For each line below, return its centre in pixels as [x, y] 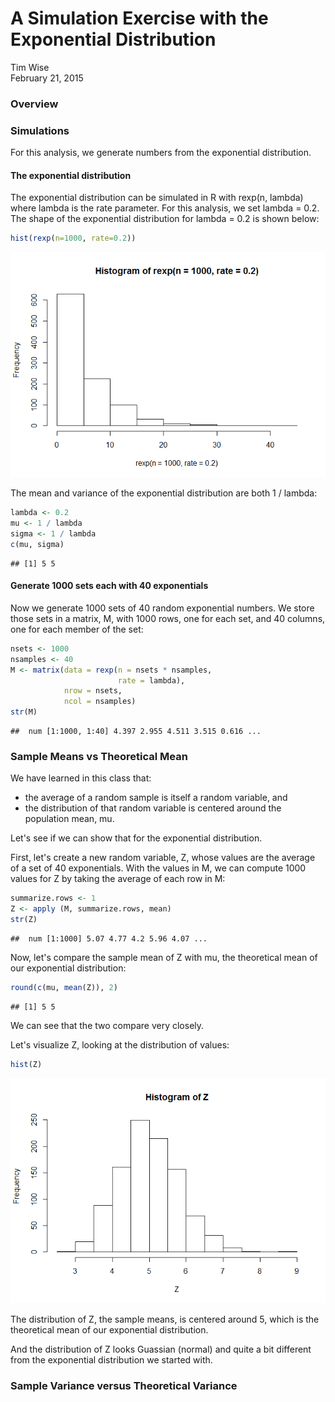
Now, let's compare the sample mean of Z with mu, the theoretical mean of [164, 957]
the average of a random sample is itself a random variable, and [156, 798]
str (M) [24, 712]
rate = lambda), [151, 680]
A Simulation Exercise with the [139, 18]
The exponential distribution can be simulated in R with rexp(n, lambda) [157, 198]
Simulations [40, 130]
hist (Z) [26, 1064]
